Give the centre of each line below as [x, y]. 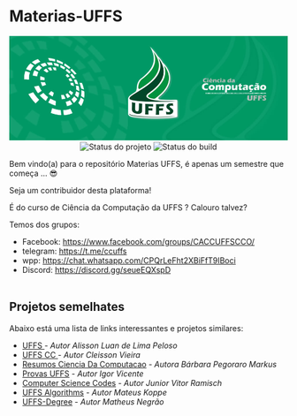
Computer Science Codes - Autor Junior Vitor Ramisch [122, 382]
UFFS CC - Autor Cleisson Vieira [81, 354]
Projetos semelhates [67, 307]
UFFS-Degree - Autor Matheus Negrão [93, 401]
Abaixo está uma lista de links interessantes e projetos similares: [126, 328]
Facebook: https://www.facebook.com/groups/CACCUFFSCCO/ [138, 241]
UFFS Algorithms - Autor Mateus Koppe [95, 392]
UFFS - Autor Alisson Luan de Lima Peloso [100, 345]
